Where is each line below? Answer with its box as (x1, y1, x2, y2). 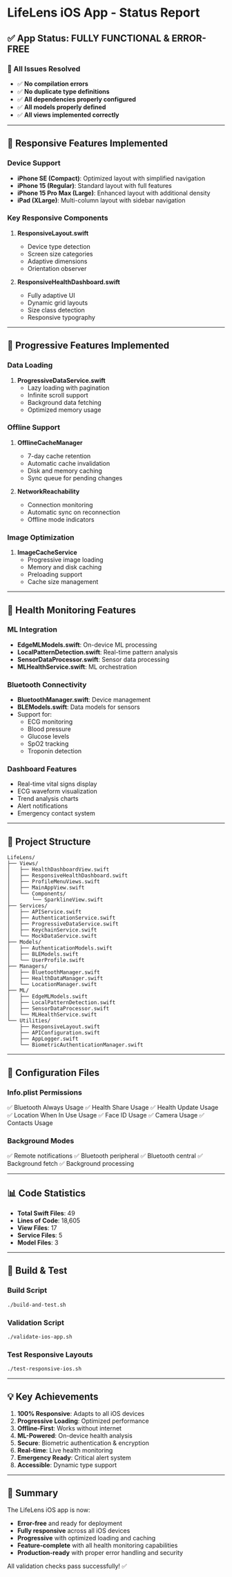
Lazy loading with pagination (27, 384, 110, 392)
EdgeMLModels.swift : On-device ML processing (17, 641, 157, 649)
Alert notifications (17, 802, 68, 810)
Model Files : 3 (17, 1238, 59, 1247)
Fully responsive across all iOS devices (17, 1526, 130, 1535)
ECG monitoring (27, 717, 73, 726)
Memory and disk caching (27, 563, 102, 572)
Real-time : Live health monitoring (17, 1446, 113, 1454)
